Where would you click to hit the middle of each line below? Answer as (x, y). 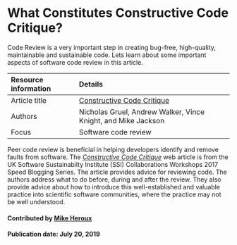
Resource (27, 80)
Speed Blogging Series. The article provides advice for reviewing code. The (117, 172)
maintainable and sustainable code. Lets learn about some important (107, 55)
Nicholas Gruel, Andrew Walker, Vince (141, 112)
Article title (29, 100)
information (31, 88)
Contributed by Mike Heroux (50, 218)
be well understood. (36, 201)
